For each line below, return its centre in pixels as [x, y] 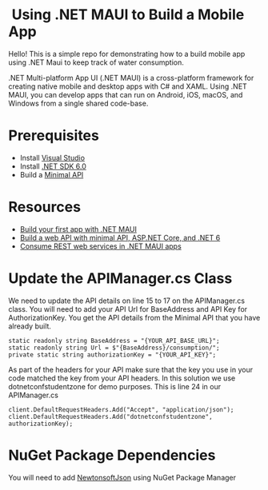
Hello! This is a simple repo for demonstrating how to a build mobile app [127, 54]
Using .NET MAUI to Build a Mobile [128, 15]
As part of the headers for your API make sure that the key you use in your [131, 369]
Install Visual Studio [52, 157]
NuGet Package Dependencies [112, 455]
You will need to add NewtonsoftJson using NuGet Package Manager [122, 477]
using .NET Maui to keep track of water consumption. [96, 62]
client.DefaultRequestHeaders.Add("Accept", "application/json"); [121, 409]
